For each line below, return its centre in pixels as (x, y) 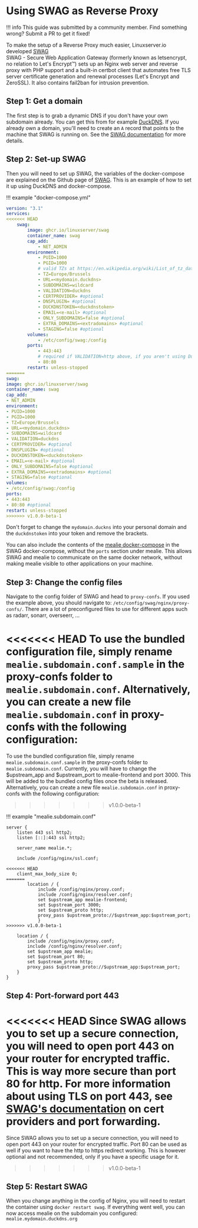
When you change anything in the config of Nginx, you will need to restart (96, 1201)
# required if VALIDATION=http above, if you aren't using (111, 357)
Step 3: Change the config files (64, 582)
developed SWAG (27, 51)
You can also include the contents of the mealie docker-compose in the (93, 545)
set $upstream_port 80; (56, 957)
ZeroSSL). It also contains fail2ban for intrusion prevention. (77, 82)
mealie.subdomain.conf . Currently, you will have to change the (81, 769)
